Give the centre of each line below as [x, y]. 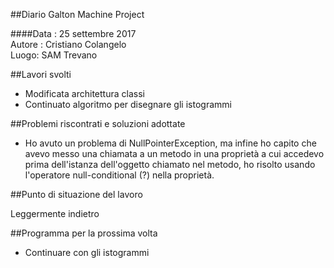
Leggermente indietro [55, 213]
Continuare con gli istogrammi [87, 252]
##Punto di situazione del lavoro [76, 194]
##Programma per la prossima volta [84, 233]
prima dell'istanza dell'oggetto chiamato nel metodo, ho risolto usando [170, 164]
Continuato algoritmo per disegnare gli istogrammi [128, 104]
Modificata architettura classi [84, 93]
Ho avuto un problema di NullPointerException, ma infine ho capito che [170, 143]
